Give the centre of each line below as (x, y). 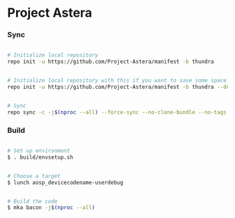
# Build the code (33, 201)
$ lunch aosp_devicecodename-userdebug (65, 182)
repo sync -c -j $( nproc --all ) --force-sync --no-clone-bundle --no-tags (117, 112)
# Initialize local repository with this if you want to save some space (117, 81)
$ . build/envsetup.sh (40, 157)
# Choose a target (34, 176)
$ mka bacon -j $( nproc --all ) (51, 208)
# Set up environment (39, 151)
